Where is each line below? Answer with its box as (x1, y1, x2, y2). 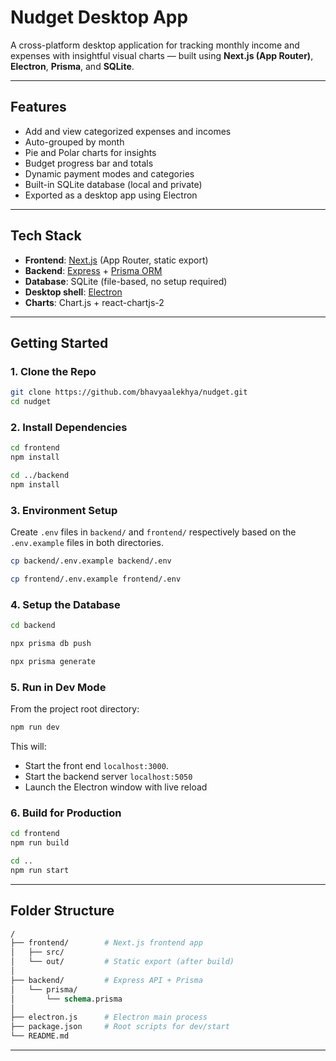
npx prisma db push (10, 639, 92, 649)
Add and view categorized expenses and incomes (24, 125, 232, 137)
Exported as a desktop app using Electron (24, 189, 198, 201)
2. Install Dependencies (10, 420, 128, 434)
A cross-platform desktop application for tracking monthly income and (10, 39, 300, 51)
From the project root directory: (10, 703, 140, 715)
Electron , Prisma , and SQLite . (10, 60, 135, 72)
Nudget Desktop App (10, 6, 189, 29)
